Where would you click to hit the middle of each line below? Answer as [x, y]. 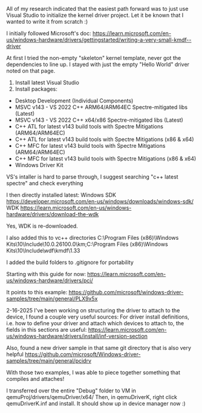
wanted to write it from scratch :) [47, 21]
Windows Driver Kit [39, 165]
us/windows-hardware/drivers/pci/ [50, 280]
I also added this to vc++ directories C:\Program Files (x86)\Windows [93, 238]
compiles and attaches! [35, 379]
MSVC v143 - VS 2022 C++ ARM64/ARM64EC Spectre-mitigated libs [101, 107]
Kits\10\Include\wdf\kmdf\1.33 [43, 250]
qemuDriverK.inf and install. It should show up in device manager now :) [96, 403]
